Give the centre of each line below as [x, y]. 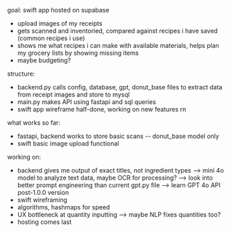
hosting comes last [44, 222]
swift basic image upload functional [68, 144]
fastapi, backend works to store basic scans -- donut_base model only [118, 136]
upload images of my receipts [60, 23]
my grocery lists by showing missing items [78, 53]
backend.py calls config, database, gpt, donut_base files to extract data [120, 87]
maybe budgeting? [44, 60]
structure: [21, 74]
